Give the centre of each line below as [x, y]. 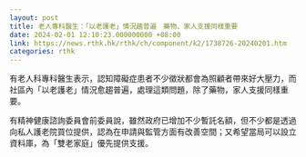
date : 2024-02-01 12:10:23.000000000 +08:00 [95, 34]
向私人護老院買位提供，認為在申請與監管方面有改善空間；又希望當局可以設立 [153, 132]
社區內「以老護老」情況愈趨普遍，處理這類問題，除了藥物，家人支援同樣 [145, 90]
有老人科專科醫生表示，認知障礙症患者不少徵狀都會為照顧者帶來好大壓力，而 [153, 79]
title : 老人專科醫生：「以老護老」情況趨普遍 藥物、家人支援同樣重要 [124, 26]
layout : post [34, 18]
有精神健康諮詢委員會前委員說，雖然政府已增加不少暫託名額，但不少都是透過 [153, 121]
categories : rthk [42, 52]
